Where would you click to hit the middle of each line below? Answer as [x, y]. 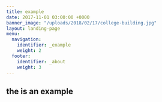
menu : [13, 34]
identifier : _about [41, 61]
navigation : [27, 39]
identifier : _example [44, 45]
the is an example [40, 91]
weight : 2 [29, 51]
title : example [25, 12]
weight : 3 [29, 67]
